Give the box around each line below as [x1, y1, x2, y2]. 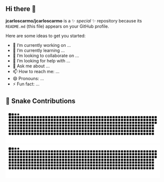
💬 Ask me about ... [12, 63, 50, 69]
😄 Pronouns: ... [12, 75, 45, 81]
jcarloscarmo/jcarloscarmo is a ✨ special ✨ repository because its [5, 18, 142, 23]
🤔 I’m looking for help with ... [12, 58, 70, 63]
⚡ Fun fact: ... [12, 81, 40, 87]
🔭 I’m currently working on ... [12, 42, 71, 48]
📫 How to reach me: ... [12, 68, 60, 74]
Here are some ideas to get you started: [5, 33, 86, 39]
